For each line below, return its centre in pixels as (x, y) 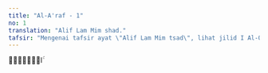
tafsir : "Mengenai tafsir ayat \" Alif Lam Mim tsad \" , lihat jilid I (126, 38)
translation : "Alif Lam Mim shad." (67, 30)
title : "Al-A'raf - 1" (46, 15)
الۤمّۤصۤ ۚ (26, 60)
